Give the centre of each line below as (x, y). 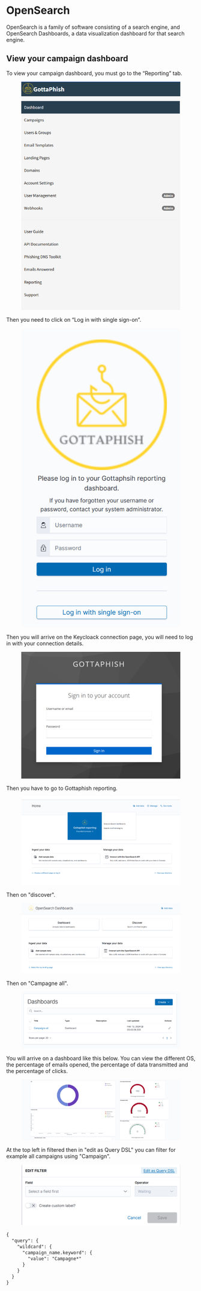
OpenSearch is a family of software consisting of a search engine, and (93, 27)
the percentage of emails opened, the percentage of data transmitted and (97, 1064)
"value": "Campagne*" (55, 1259)
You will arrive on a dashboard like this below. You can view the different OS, (101, 1058)
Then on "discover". (31, 894)
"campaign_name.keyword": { (57, 1253)
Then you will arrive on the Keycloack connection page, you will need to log (100, 637)
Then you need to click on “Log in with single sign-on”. (74, 320)
